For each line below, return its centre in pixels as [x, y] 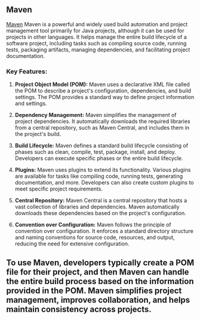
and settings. [31, 103]
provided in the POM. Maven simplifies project [94, 290]
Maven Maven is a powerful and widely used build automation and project [97, 24]
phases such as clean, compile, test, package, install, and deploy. [95, 152]
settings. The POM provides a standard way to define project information [104, 97]
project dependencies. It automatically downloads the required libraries [102, 121]
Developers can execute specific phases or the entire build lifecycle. [99, 158]
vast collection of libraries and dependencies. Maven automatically [97, 207]
